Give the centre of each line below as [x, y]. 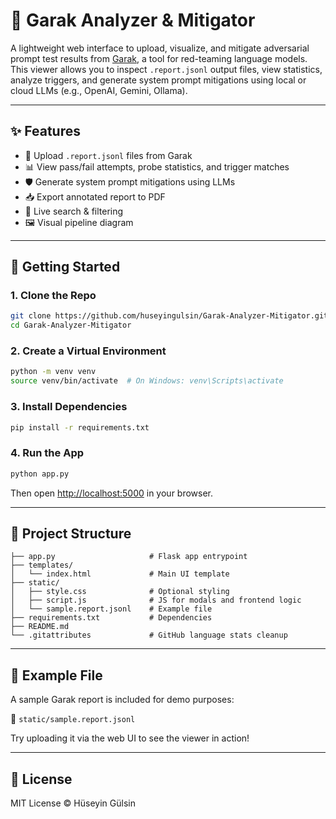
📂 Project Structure [71, 533]
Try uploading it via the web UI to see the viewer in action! [130, 738]
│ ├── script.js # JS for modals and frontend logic [156, 600]
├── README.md [40, 627]
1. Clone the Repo [53, 296]
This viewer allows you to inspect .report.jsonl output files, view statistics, [166, 69]
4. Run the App [47, 453]
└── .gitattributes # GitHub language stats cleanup [149, 635]
